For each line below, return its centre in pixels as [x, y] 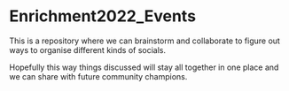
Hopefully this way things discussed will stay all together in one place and [144, 67]
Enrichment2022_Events [103, 16]
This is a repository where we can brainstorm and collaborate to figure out [145, 41]
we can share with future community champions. [98, 76]
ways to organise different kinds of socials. [88, 49]
